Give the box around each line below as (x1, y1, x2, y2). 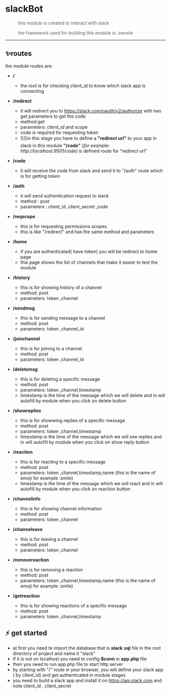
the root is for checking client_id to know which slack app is (20, 82, 146, 89)
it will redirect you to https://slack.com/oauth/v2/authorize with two (20, 107, 162, 114)
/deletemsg (12, 366, 38, 372)
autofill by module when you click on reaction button (20, 486, 131, 492)
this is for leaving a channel (20, 536, 78, 542)
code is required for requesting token (20, 129, 98, 135)
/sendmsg (12, 305, 35, 311)
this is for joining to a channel (20, 345, 82, 351)
